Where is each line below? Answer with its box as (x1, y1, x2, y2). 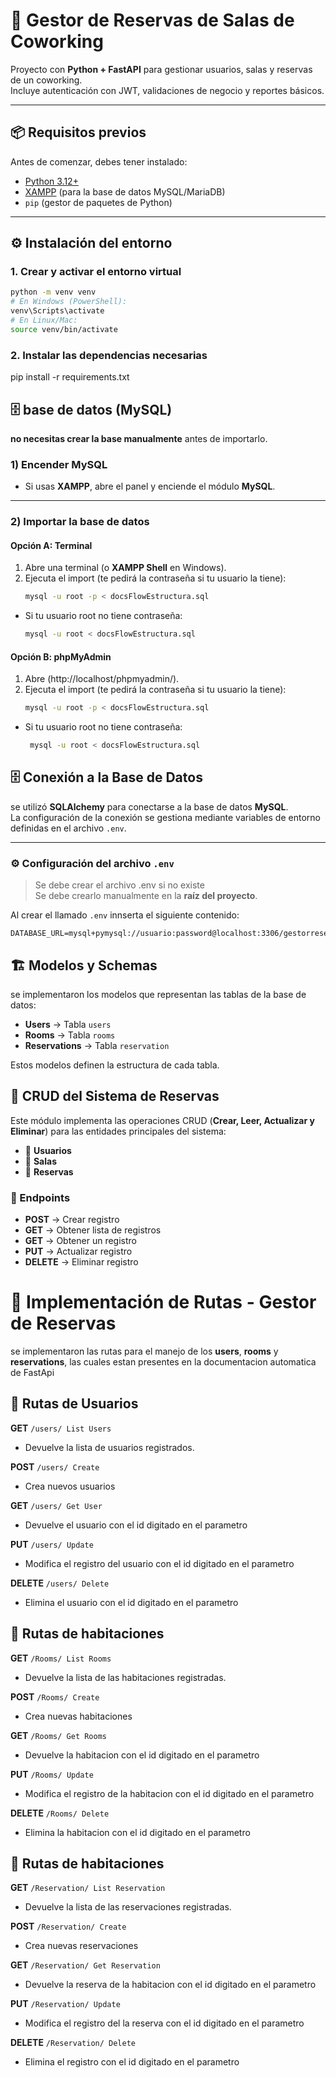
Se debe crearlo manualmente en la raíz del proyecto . (34, 890, 258, 902)
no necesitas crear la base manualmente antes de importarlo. (10, 432, 268, 444)
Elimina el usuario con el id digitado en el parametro (24, 1596, 239, 1608)
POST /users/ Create (10, 1460, 100, 1473)
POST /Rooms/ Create (10, 1690, 100, 1703)
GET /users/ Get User (10, 1499, 103, 1511)
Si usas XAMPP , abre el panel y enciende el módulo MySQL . (24, 480, 276, 493)
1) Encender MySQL (10, 457, 108, 471)
